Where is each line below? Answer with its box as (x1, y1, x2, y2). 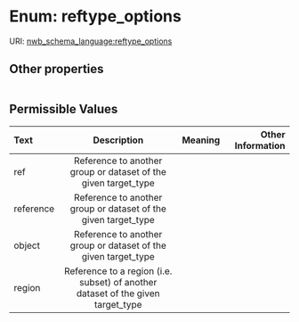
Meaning (182, 134, 221, 146)
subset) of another (79, 276, 158, 288)
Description (93, 134, 144, 146)
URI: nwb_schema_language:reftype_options (9, 36, 173, 46)
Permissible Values (9, 102, 118, 117)
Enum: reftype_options (9, 6, 182, 27)
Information (234, 139, 286, 152)
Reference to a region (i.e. (63, 265, 173, 277)
